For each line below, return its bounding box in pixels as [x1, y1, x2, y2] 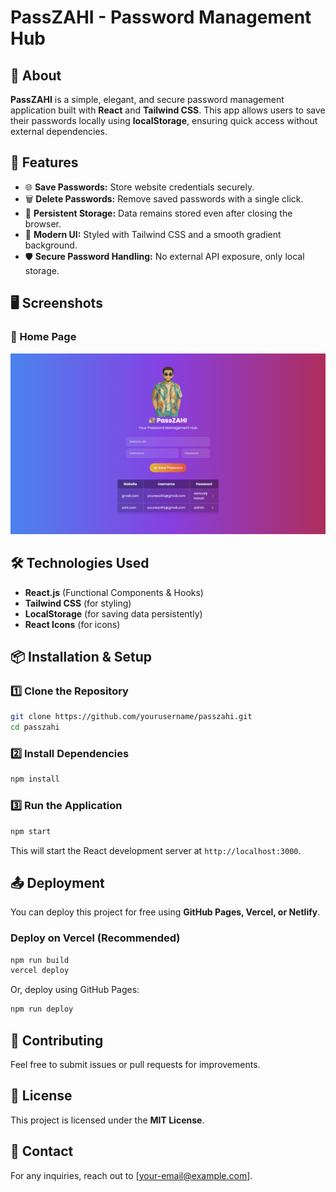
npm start [10, 826, 52, 836]
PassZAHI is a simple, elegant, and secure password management [10, 94, 285, 105]
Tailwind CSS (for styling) [24, 597, 132, 609]
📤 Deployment [10, 874, 105, 891]
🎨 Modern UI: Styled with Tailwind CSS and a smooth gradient [24, 228, 282, 240]
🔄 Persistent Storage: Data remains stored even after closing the [24, 207, 293, 219]
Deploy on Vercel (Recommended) [10, 931, 181, 945]
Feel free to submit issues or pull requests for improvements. [10, 1059, 261, 1071]
